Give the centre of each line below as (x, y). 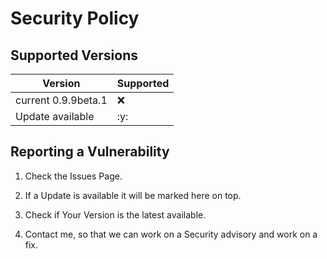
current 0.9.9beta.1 (61, 100)
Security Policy (75, 18)
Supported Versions (74, 55)
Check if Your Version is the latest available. (115, 214)
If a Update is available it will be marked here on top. (133, 195)
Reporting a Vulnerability (90, 152)
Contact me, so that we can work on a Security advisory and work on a (171, 234)
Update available (55, 116)
